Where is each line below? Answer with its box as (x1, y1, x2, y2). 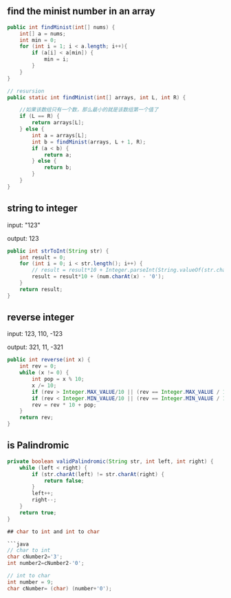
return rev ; (19, 414, 54, 421)
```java (7, 541, 30, 548)
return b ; (43, 164, 72, 171)
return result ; (19, 286, 63, 292)
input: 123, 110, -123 (7, 330, 63, 338)
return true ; (19, 509, 57, 516)
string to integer (7, 203, 78, 215)
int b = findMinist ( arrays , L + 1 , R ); (32, 138, 146, 146)
